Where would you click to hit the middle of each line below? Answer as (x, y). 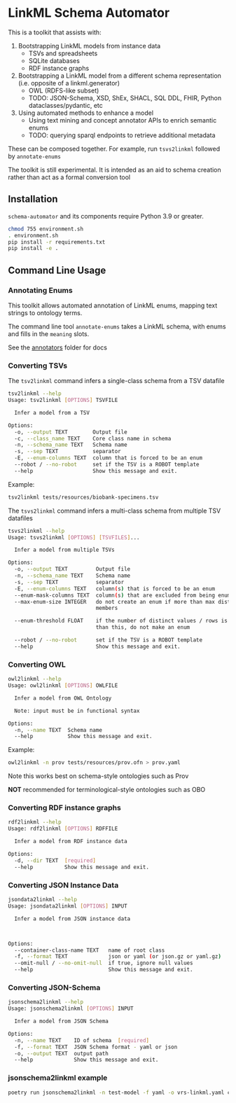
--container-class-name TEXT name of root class (90, 950)
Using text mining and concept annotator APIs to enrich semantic (123, 120)
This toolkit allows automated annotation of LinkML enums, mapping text (113, 305)
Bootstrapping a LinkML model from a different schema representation (119, 76)
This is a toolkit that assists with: (55, 32)
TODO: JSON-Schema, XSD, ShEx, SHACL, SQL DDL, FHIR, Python (125, 98)
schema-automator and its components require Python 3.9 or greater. (106, 216)
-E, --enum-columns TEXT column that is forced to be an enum (108, 458)
